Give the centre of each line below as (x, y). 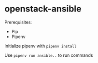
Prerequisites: (18, 22)
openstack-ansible (43, 9)
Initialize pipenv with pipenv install (41, 46)
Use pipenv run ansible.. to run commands (49, 55)
